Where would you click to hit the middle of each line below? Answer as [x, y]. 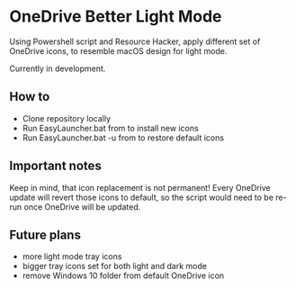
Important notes [55, 166]
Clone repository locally [66, 118]
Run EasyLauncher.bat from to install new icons [111, 128]
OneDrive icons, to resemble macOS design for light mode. [118, 50]
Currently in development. [58, 68]
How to [30, 97]
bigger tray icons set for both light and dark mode [114, 266]
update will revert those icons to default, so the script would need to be [142, 197]
